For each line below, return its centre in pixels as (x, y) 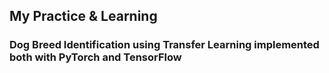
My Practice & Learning (83, 16)
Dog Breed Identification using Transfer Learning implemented (164, 45)
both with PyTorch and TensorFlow (95, 57)
